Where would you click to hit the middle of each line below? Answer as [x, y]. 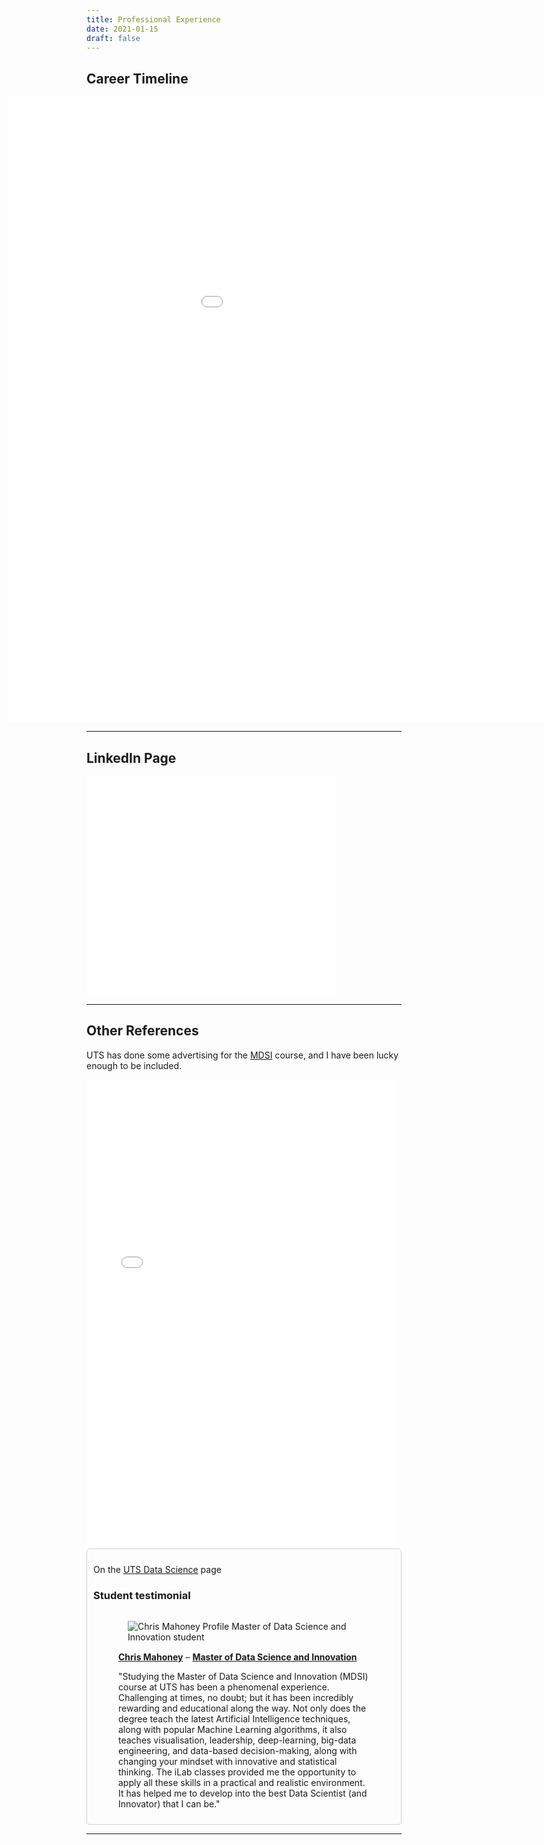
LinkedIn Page [131, 757]
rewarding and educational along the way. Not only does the [242, 1708]
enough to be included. [134, 1065]
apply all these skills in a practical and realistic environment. [242, 1783]
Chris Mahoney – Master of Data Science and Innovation [238, 1657]
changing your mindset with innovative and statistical [228, 1762]
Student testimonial [142, 1595]
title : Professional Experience [153, 19]
